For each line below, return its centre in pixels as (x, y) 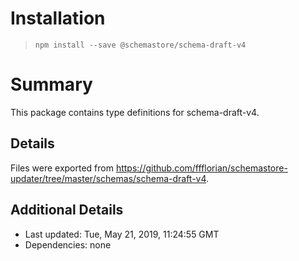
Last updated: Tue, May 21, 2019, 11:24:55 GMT (122, 234)
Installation (58, 18)
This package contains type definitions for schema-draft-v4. (135, 112)
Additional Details (67, 210)
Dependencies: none (68, 244)
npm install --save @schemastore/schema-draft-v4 (140, 45)
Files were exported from (62, 168)
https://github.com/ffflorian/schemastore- (201, 168)
